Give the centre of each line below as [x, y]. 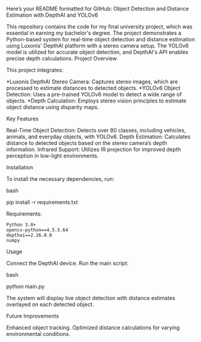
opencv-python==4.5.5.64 [37, 230]
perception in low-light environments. [52, 156]
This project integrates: [35, 70]
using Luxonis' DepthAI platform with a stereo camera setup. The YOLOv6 [97, 46]
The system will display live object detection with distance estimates [91, 298]
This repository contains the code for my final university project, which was [100, 27]
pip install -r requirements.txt [42, 202]
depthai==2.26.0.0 [29, 235]
